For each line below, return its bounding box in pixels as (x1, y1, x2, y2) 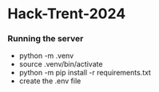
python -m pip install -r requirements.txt (18, 68, 151, 78)
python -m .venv (18, 51, 74, 60)
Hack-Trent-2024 (7, 5, 126, 23)
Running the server (7, 33, 84, 44)
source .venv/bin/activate (18, 59, 103, 69)
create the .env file (18, 76, 81, 86)
